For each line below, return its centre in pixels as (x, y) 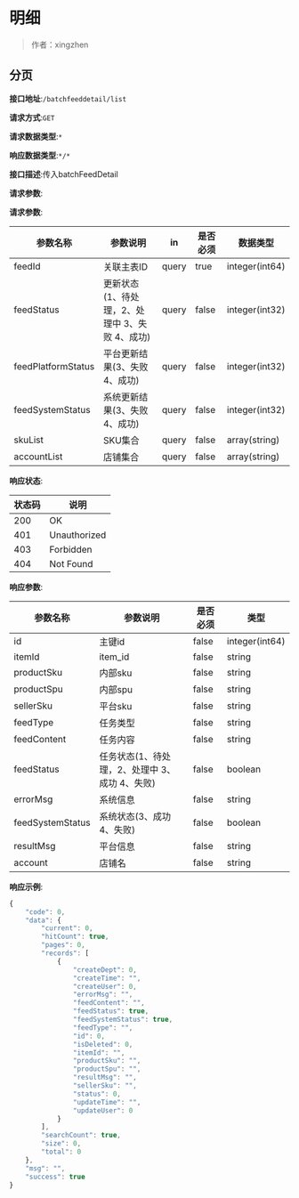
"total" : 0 (61, 1152)
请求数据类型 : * (36, 136)
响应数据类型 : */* (40, 155)
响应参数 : (26, 587)
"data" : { (44, 920)
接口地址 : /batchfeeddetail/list (68, 98)
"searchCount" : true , (81, 1136)
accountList (38, 457)
